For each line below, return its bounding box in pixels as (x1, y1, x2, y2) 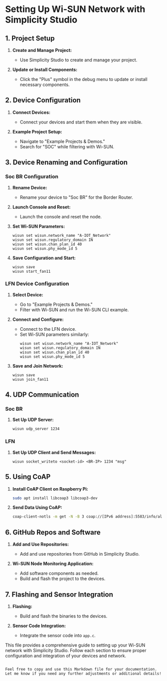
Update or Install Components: (12, 66, 78, 72)
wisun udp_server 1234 (12, 426, 60, 432)
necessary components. (19, 81, 70, 87)
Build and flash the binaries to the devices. (19, 613, 108, 619)
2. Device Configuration (5, 96, 81, 104)
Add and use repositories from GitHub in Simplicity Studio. (19, 551, 140, 557)
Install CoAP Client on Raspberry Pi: (12, 486, 88, 492)
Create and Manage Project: (12, 47, 72, 53)
